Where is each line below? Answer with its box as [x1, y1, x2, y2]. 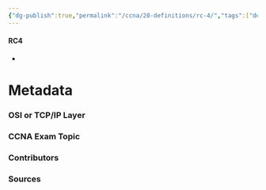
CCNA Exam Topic [8, 131, 81, 142]
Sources [8, 173, 41, 184]
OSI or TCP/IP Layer [8, 109, 85, 120]
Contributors [8, 152, 59, 163]
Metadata [8, 82, 73, 100]
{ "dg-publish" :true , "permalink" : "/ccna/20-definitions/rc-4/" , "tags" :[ [8, 11, 249, 20]
